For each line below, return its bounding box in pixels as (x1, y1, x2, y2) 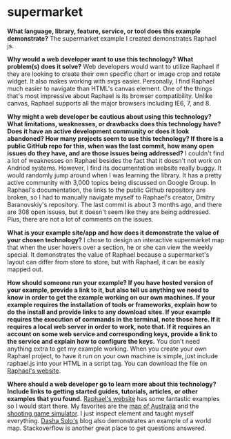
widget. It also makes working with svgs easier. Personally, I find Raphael (7, 77, 215, 85)
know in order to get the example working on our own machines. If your (7, 293, 216, 301)
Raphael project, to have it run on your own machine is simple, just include (7, 351, 219, 360)
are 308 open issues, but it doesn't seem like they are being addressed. (7, 208, 211, 216)
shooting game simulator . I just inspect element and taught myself (7, 409, 194, 418)
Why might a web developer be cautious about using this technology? (7, 112, 212, 121)
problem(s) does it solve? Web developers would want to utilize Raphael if (7, 62, 219, 70)
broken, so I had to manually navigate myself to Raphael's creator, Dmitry (7, 193, 215, 201)
